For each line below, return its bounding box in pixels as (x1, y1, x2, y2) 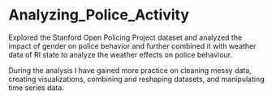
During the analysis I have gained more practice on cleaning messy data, (8, 65, 252, 75)
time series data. (8, 83, 65, 93)
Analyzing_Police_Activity (8, 6, 189, 24)
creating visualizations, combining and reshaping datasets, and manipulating (8, 74, 265, 84)
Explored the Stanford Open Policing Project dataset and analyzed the (8, 32, 243, 42)
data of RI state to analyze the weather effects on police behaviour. (8, 49, 233, 59)
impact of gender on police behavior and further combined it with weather (8, 41, 257, 50)
